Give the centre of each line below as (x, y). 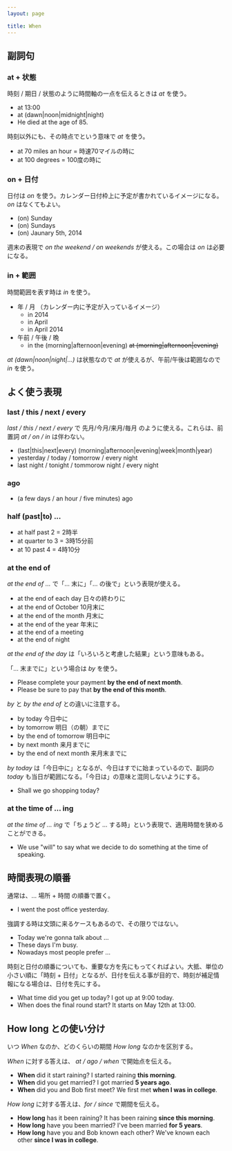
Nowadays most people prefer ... (64, 952)
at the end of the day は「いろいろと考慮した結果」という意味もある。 (108, 654)
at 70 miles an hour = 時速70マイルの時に (76, 151)
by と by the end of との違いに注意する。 (66, 704)
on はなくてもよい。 (36, 204)
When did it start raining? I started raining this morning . (97, 1075)
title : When (24, 26)
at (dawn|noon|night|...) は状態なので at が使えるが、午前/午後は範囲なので (114, 359)
